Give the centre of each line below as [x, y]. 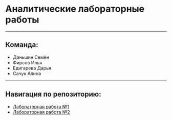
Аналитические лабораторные [75, 9]
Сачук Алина [27, 73]
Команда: [22, 45]
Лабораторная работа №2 [41, 112]
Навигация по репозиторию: [53, 94]
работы [22, 20]
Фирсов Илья [27, 62]
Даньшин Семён [31, 57]
